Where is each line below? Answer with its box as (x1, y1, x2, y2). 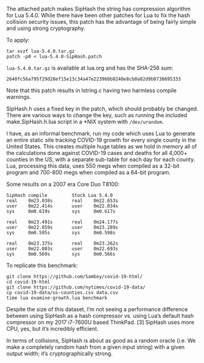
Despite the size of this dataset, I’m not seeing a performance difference (6, 306, 188, 313)
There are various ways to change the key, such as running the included (6, 112, 188, 118)
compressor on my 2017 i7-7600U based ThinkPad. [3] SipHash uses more (6, 318, 195, 326)
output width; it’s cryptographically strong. (6, 350, 113, 357)
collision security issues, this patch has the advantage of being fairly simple (6, 18, 197, 25)
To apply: (6, 37, 30, 43)
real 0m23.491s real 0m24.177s (6, 219, 119, 225)
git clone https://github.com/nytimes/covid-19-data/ (6, 284, 146, 290)
